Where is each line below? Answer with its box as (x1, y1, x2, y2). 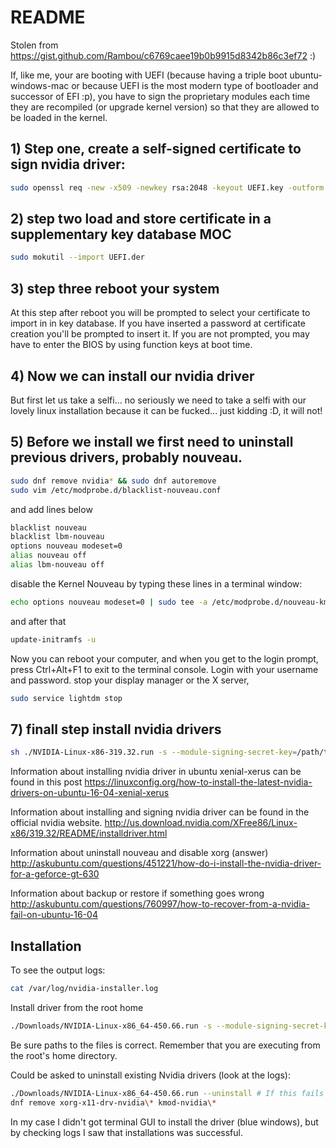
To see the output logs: (10, 964, 106, 976)
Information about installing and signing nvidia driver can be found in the (10, 806, 310, 818)
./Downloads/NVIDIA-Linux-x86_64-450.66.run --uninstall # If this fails (10, 1088, 325, 1098)
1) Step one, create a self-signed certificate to (10, 141, 302, 158)
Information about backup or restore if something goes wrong (10, 887, 265, 900)
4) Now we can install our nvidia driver (10, 367, 255, 385)
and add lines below (10, 503, 93, 515)
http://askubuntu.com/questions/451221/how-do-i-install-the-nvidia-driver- (10, 857, 322, 870)
